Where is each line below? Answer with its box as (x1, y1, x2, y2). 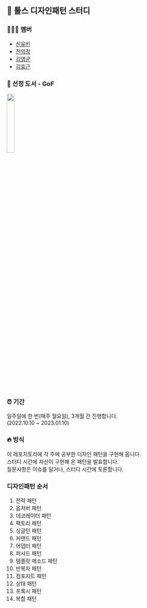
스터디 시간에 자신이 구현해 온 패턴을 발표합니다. (7, 458, 119, 465)
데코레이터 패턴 (15, 512, 52, 519)
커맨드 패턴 (15, 534, 42, 542)
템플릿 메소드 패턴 (15, 557, 58, 565)
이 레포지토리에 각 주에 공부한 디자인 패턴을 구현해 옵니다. (7, 450, 142, 458)
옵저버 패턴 (15, 504, 42, 511)
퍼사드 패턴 (15, 549, 42, 557)
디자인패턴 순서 (7, 482, 49, 490)
